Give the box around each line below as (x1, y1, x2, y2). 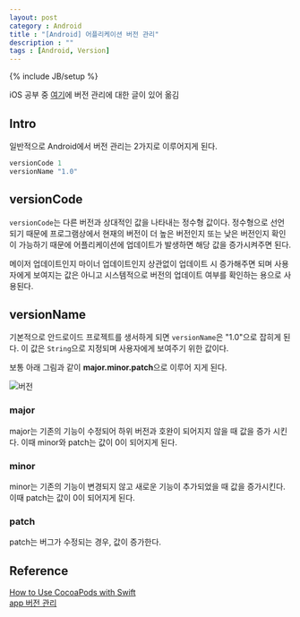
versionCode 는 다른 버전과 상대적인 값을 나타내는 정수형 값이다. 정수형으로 (9, 217, 269, 227)
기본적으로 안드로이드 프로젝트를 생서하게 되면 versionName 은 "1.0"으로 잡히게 (9, 332, 282, 343)
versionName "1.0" (9, 167, 78, 176)
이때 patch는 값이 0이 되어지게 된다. (9, 492, 136, 502)
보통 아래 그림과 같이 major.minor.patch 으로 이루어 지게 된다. (9, 362, 227, 373)
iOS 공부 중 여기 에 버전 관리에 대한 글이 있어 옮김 (9, 90, 180, 100)
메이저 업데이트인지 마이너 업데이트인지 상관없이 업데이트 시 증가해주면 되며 (9, 258, 273, 269)
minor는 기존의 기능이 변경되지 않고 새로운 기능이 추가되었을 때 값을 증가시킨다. (9, 481, 287, 492)
